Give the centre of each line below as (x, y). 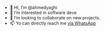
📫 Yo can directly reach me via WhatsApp (53, 23)
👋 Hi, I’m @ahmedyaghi (34, 8)
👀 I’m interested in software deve (43, 13)
